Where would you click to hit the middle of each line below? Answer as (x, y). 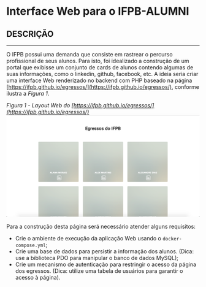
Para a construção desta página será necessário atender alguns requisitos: (101, 227)
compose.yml (30, 246)
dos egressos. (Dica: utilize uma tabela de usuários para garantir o (99, 271)
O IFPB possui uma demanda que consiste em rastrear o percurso (90, 54)
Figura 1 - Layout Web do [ (40, 105)
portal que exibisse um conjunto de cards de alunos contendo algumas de (100, 67)
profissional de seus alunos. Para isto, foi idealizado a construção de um (98, 61)
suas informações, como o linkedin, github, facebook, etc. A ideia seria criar (102, 74)
